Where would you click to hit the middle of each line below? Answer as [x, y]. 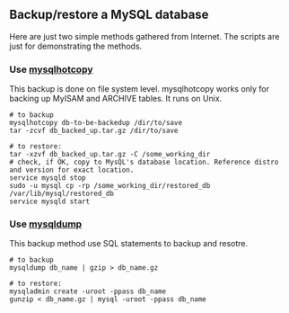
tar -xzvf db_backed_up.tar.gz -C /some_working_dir [110, 155]
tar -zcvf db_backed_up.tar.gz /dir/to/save [94, 131]
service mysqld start [50, 201]
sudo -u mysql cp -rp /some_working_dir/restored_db [110, 186]
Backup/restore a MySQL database [109, 15]
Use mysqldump [46, 224]
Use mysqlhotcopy [51, 69]
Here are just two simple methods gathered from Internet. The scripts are [144, 36]
